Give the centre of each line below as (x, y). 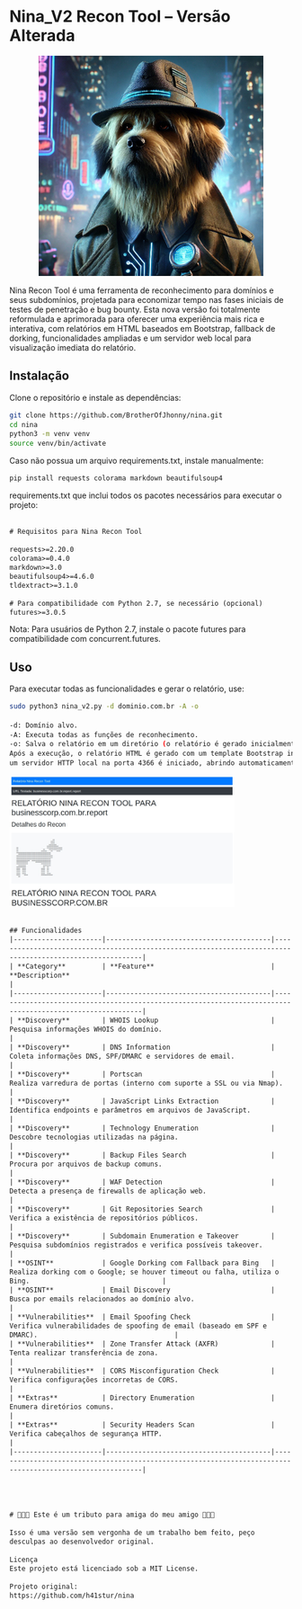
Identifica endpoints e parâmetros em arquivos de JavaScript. (130, 1110)
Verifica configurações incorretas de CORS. (94, 1380)
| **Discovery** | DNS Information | (142, 1047)
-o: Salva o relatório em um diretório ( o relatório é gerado (128, 744)
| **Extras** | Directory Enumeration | (142, 1398)
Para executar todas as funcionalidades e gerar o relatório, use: (127, 689)
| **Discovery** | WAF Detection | (142, 1182)
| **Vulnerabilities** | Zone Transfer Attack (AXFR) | (142, 1344)
